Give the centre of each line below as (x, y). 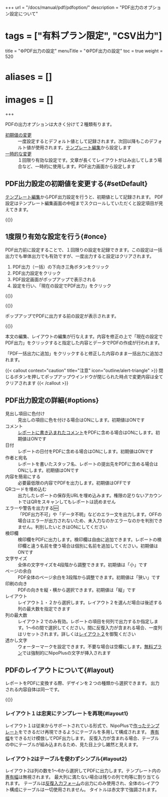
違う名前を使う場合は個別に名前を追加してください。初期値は (95, 546)
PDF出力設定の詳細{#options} (52, 400)
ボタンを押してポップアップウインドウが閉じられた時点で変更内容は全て (89, 376)
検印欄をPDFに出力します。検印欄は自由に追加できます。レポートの (88, 539)
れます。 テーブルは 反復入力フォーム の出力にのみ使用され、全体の (73, 783)
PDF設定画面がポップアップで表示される (54, 279)
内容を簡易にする (23, 476)
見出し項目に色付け (25, 413)
